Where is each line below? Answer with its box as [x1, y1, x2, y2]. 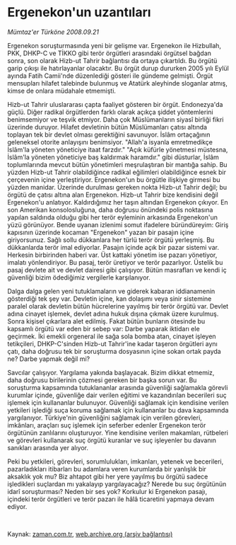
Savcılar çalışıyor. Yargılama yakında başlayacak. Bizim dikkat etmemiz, [7, 368, 215, 377]
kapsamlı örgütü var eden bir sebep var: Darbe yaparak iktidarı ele [7, 324, 200, 333]
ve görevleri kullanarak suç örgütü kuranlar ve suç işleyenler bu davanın [7, 436, 217, 444]
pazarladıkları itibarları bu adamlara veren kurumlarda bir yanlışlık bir [7, 464, 207, 473]
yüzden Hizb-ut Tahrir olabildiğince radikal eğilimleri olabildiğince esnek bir [7, 168, 227, 176]
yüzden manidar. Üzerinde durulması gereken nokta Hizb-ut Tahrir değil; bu [7, 183, 228, 191]
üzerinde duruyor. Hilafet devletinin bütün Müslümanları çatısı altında [7, 122, 207, 131]
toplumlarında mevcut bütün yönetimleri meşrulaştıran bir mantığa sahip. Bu [7, 160, 228, 168]
